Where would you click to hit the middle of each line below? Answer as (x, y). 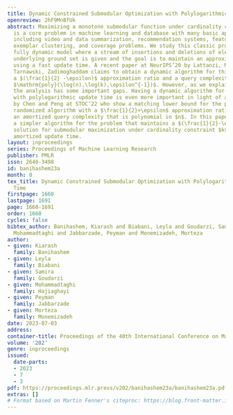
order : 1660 (24, 214)
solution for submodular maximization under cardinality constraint (114, 130)
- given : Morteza (32, 311)
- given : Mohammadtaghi (42, 285)
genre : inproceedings (38, 349)
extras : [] (23, 394)
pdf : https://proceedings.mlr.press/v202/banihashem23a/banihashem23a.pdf (118, 388)
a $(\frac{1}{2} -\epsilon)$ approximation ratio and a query (105, 78)
